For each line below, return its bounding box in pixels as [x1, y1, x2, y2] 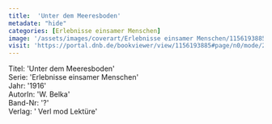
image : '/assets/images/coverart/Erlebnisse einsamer [8, 34, 194, 43]
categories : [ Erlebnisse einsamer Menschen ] [8, 27, 161, 35]
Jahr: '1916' [8, 81, 47, 91]
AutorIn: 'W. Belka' [8, 89, 70, 99]
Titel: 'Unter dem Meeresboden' [8, 64, 115, 73]
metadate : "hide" [8, 19, 67, 27]
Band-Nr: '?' [8, 98, 49, 108]
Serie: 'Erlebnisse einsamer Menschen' [8, 72, 139, 82]
